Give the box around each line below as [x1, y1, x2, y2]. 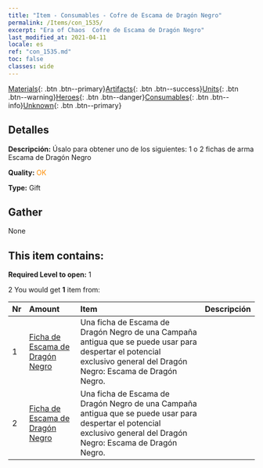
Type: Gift [8, 183, 41, 192]
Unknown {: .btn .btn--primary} [23, 100, 122, 110]
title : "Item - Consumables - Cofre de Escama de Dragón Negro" [8, 11, 222, 20]
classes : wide [8, 63, 55, 71]
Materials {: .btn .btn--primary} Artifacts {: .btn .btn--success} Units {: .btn [8, 84, 239, 93]
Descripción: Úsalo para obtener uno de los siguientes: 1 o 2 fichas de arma [8, 144, 254, 154]
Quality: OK [8, 168, 47, 177]
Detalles [8, 123, 49, 137]
